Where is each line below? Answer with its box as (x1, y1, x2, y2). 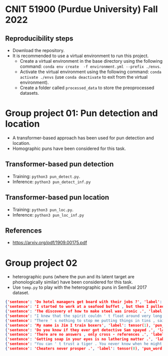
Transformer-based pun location (5, 193, 109, 202)
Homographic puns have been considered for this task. (12, 145, 126, 151)
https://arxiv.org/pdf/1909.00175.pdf (12, 240, 87, 246)
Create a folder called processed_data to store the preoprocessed (19, 85, 154, 91)
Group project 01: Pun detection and (5, 108, 158, 119)
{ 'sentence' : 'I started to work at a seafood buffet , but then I (5, 304, 149, 309)
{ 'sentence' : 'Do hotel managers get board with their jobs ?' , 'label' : (5, 299, 162, 304)
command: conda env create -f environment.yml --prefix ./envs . (19, 64, 161, 69)
